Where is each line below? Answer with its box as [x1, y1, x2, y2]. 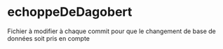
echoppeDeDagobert [7, 4, 133, 20]
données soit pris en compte [7, 34, 90, 42]
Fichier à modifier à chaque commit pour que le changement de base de [7, 27, 216, 35]
